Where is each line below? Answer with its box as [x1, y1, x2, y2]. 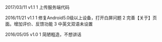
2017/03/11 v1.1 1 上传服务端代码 [5, 4, 70, 10]
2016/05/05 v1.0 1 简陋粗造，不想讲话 [5, 32, 82, 37]
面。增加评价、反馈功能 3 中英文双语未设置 [5, 21, 93, 27]
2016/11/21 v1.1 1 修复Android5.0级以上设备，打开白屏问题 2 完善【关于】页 [5, 15, 157, 21]
